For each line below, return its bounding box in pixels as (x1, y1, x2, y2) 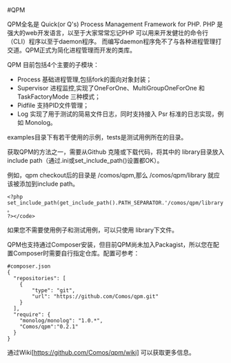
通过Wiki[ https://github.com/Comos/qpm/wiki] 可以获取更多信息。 (7, 349, 195, 356)
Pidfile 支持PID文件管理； (17, 101, 90, 109)
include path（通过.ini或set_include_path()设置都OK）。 (7, 157, 163, 164)
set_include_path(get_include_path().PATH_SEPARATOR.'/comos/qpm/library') (7, 199, 230, 206)
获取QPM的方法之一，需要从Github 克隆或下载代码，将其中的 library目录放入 (7, 148, 225, 156)
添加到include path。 (19, 179, 79, 188)
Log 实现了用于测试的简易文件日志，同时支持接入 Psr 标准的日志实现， (17, 110, 219, 118)
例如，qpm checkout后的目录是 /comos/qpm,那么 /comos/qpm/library (7, 171, 207, 179)
